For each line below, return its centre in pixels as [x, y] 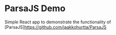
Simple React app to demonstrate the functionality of [58, 22]
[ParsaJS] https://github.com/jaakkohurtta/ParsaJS [56, 27]
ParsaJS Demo [35, 9]
